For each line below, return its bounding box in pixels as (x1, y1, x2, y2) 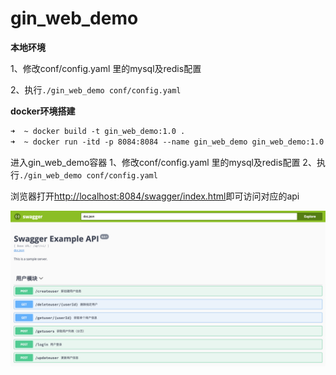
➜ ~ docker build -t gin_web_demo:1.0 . (10, 126, 186, 136)
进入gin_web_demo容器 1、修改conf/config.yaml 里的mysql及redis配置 (10, 156, 301, 168)
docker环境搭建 (10, 105, 76, 117)
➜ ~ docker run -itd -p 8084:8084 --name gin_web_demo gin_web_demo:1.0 (10, 137, 325, 147)
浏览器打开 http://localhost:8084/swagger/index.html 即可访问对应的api (10, 190, 300, 202)
